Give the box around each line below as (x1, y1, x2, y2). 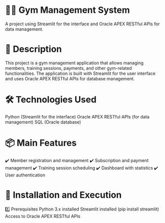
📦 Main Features (5, 137, 77, 148)
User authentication (5, 172, 45, 178)
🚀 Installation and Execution (5, 189, 122, 200)
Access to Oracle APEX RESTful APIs (5, 213, 81, 219)
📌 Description (5, 44, 62, 55)
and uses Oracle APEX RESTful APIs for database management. (5, 75, 135, 81)
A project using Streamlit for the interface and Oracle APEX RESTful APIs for (5, 21, 160, 27)
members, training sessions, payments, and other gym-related (5, 65, 132, 71)
